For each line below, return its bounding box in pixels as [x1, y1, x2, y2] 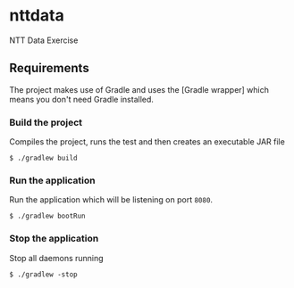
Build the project [9, 116, 83, 128]
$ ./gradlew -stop [9, 269, 78, 279]
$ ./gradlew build [9, 153, 78, 163]
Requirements [9, 61, 89, 76]
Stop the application [9, 233, 99, 245]
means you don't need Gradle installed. [9, 94, 155, 104]
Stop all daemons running [9, 252, 105, 263]
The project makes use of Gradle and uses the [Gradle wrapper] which [9, 84, 270, 95]
